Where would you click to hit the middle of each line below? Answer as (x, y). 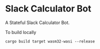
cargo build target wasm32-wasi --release (50, 41)
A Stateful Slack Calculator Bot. (37, 22)
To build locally (21, 32)
